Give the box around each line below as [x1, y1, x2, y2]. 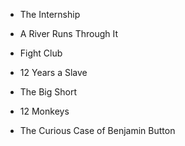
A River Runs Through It [19, 28, 119, 39]
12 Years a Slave [19, 67, 88, 78]
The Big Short [19, 86, 78, 98]
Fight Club [19, 47, 63, 59]
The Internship [19, 9, 81, 20]
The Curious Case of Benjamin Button [19, 125, 176, 136]
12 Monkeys [19, 105, 70, 117]
